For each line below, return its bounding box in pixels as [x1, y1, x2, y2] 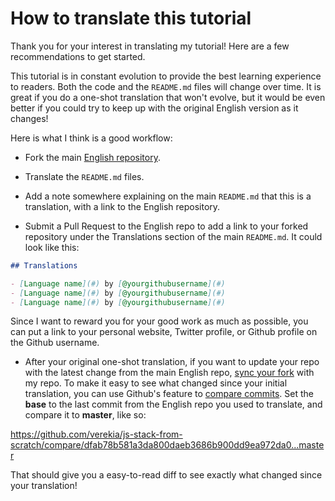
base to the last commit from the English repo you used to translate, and [24, 398, 323, 411]
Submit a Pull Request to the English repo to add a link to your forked [24, 220, 309, 232]
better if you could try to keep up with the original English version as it [10, 102, 299, 114]
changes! [10, 112, 49, 124]
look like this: [24, 241, 80, 253]
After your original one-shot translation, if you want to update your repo [24, 356, 320, 368]
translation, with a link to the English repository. [24, 200, 221, 212]
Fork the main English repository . [24, 151, 161, 163]
